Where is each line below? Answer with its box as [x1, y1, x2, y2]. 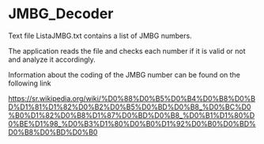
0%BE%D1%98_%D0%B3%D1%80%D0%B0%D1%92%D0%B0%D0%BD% [8, 119, 256, 128]
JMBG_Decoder [8, 5, 114, 23]
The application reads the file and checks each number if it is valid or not [8, 46, 247, 55]
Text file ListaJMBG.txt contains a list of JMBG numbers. [8, 31, 192, 40]
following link [8, 78, 51, 88]
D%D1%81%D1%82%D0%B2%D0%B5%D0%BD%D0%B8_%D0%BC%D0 [8, 102, 251, 112]
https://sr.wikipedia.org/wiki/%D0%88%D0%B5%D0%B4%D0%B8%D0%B [8, 93, 256, 103]
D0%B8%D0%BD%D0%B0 [8, 127, 98, 137]
